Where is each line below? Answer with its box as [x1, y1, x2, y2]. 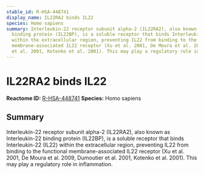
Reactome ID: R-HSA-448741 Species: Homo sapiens [6, 95, 141, 102]
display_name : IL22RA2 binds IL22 [6, 15, 94, 21]
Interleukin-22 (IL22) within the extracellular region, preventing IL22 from [6, 141, 189, 149]
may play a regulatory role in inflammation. [6, 160, 114, 167]
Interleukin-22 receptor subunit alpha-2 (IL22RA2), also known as [6, 128, 171, 135]
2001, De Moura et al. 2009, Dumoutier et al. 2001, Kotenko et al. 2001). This [6, 154, 197, 161]
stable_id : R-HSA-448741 [6, 8, 69, 15]
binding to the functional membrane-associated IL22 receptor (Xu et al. [6, 147, 185, 155]
